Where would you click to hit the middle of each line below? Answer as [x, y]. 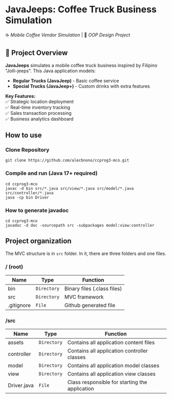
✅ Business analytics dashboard [39, 118]
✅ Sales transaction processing [38, 113]
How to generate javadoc [37, 210]
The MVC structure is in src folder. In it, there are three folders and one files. [86, 253]
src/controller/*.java [29, 193]
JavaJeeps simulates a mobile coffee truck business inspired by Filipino [81, 65]
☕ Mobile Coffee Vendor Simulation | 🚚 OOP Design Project [68, 35]
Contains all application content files [111, 343]
